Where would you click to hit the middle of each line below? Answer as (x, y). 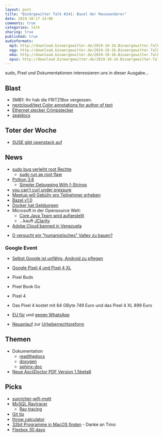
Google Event (21, 248)
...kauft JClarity (34, 221)
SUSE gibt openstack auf (37, 142)
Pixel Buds (23, 277)
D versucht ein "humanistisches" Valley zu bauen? (62, 235)
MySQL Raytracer (30, 404)
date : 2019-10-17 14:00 (29, 18)
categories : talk (23, 28)
